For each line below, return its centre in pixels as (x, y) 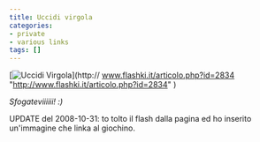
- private (27, 34)
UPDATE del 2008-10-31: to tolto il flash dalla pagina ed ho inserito (130, 119)
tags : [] (25, 50)
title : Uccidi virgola (51, 17)
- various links (39, 42)
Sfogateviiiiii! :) (36, 101)
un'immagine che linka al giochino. (72, 128)
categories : (31, 26)
